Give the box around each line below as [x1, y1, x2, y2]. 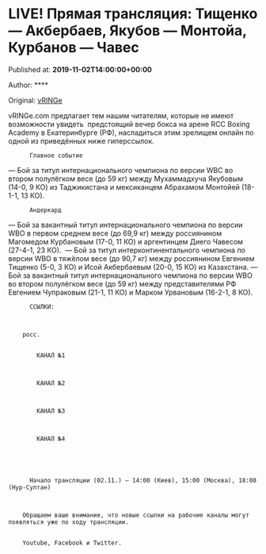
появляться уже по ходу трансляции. [8, 517, 129, 526]
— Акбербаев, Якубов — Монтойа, [8, 21, 247, 40]
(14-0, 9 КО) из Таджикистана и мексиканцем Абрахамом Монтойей [8, 182, 240, 191]
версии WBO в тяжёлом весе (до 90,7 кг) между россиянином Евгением [8, 253, 255, 263]
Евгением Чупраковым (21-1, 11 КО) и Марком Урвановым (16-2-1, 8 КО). [8, 287, 253, 297]
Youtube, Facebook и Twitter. [22, 539, 123, 547]
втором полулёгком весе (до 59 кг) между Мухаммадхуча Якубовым [8, 174, 244, 183]
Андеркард [28, 206, 62, 214]
